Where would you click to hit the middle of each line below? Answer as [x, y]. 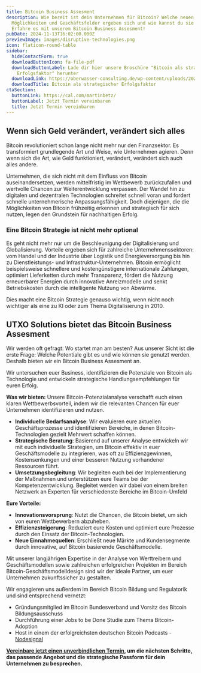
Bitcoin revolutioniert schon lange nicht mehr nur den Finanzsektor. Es [93, 145]
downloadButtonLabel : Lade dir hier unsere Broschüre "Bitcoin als [98, 68]
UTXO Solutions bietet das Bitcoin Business [89, 324]
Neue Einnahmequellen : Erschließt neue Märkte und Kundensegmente [102, 540]
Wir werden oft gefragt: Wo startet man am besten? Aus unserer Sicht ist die [100, 348]
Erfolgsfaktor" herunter [48, 73]
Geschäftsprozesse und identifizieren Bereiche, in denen [85, 428]
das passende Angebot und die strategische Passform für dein [86, 657]
